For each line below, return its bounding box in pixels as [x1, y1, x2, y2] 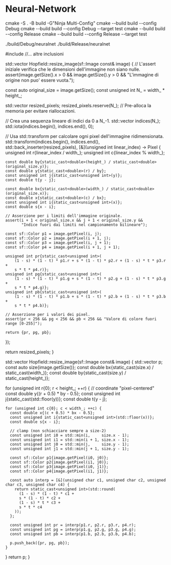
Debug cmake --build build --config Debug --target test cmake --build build [5, 25, 165, 31]
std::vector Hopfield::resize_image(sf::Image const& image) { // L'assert [5, 60, 156, 67]
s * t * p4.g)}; [14, 285, 50, 290]
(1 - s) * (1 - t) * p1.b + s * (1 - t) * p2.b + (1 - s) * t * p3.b [14, 294, 166, 299]
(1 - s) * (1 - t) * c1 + [18, 491, 74, 496]
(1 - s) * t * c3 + [18, 500, 60, 505]
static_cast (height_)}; [5, 375, 50, 381]
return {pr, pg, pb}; [5, 330, 52, 335]
